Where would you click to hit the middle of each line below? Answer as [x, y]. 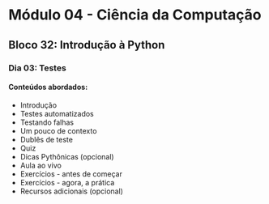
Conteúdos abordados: [48, 87]
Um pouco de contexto [58, 130]
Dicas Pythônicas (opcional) [67, 156]
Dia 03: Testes [37, 68]
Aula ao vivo [41, 165]
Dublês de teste [46, 139]
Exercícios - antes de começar [71, 174]
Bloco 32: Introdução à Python [87, 45]
